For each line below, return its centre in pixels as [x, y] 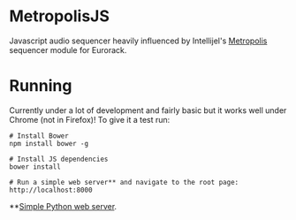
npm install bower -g [49, 143]
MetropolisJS [60, 16]
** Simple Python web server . [63, 206]
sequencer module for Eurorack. [68, 49]
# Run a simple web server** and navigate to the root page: [124, 182]
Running [41, 86]
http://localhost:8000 [51, 190]
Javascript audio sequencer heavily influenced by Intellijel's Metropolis [138, 41]
